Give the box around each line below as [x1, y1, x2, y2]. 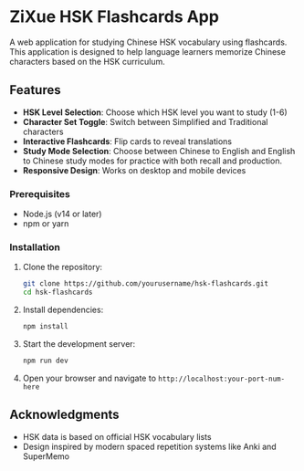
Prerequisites [9, 187, 70, 200]
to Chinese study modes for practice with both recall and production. [22, 155, 283, 166]
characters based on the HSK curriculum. [9, 56, 166, 67]
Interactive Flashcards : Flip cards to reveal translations [22, 135, 233, 147]
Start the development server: [22, 338, 136, 349]
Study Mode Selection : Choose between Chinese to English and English [22, 145, 296, 156]
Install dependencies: [22, 304, 104, 316]
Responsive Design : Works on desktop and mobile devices [22, 164, 246, 175]
